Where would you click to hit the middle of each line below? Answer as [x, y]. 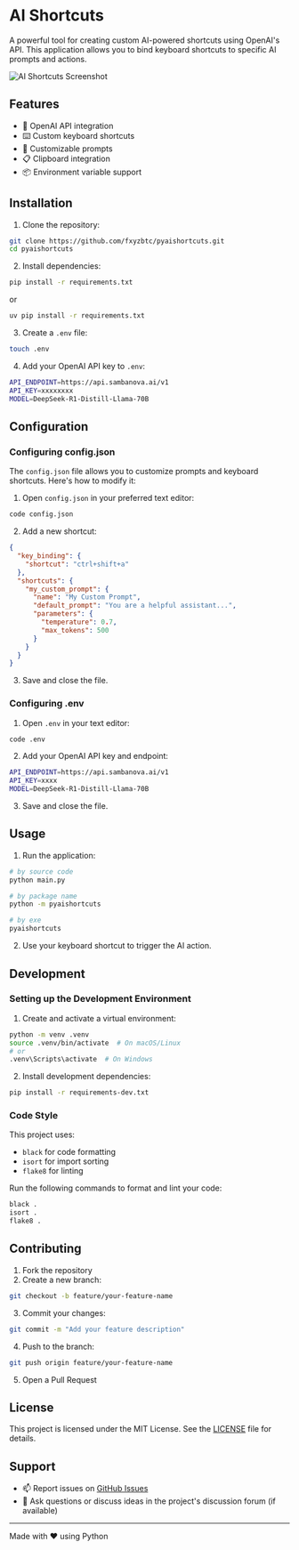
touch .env [29, 349]
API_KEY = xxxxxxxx [41, 391]
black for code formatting [69, 1152]
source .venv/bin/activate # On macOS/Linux [95, 1043]
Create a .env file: [55, 333]
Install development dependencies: [86, 1077]
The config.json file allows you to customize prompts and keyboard [134, 472]
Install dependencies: [61, 266]
